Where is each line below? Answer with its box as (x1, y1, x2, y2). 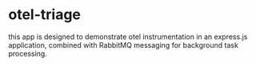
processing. (8, 49, 48, 58)
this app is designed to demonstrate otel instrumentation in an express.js (8, 32, 248, 41)
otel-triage (8, 6, 82, 24)
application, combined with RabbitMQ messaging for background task (8, 40, 238, 49)
